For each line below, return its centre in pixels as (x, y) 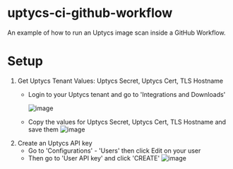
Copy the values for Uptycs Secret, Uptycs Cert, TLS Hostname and (127, 122)
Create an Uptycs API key (55, 143)
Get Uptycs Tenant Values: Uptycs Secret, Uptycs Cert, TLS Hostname (120, 81)
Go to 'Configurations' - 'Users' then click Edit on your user (114, 151)
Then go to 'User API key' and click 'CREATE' (94, 158)
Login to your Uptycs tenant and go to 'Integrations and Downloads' (127, 94)
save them (43, 129)
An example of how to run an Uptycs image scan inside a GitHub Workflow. (116, 33)
